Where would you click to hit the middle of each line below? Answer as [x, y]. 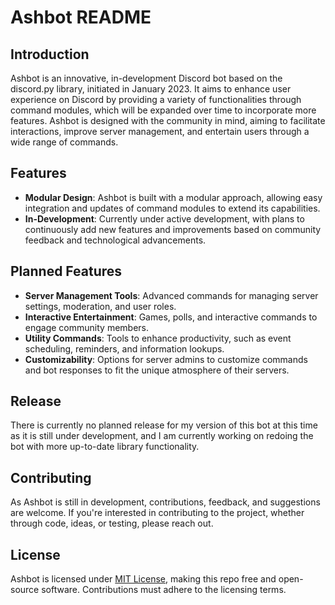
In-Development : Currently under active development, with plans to [164, 218]
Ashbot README [81, 17]
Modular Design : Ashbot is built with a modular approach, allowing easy [173, 197]
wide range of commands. [64, 142]
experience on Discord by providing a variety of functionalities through [156, 99]
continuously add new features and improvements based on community [173, 229]
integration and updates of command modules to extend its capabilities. [172, 208]
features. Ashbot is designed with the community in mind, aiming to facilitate [168, 120]
